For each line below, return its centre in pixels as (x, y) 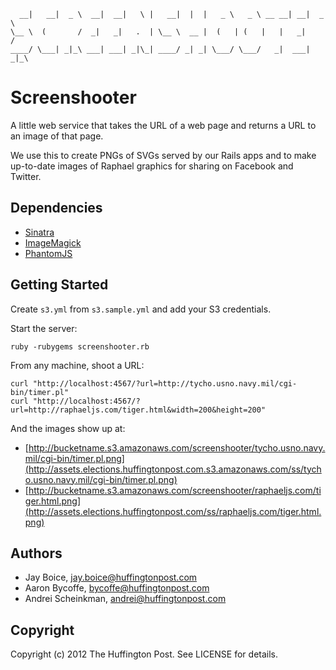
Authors (36, 553)
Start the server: (44, 328)
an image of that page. (57, 136)
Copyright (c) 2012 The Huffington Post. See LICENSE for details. (144, 654)
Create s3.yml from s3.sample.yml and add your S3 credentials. (141, 309)
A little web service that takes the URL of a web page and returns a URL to (163, 125)
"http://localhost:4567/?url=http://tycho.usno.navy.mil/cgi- (165, 383)
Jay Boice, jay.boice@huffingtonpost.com (111, 577)
